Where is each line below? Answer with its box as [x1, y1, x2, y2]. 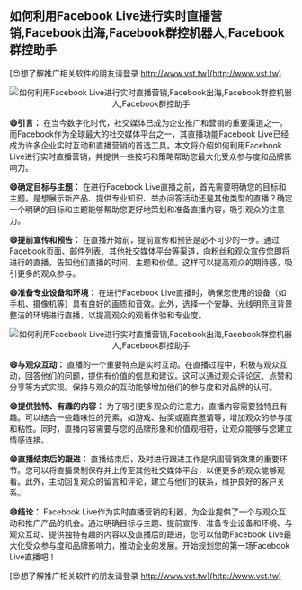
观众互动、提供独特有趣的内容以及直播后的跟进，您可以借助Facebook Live [9, 529, 284, 540]
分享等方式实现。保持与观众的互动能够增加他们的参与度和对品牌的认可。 [9, 381, 277, 392]
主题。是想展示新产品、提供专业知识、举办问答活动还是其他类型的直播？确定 [9, 192, 293, 203]
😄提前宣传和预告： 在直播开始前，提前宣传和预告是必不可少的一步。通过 [9, 234, 280, 245]
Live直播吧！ [9, 551, 57, 562]
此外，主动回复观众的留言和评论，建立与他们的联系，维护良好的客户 [24, 476, 277, 487]
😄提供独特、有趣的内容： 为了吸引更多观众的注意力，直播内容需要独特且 [9, 400, 280, 411]
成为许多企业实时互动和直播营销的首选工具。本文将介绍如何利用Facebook [9, 139, 282, 150]
